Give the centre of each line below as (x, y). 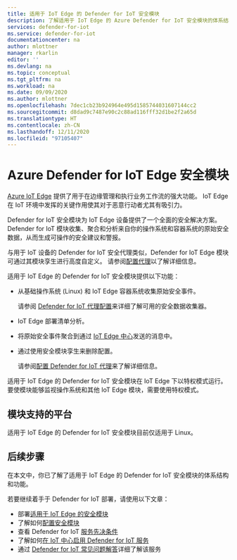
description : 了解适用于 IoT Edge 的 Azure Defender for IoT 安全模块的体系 (115, 20)
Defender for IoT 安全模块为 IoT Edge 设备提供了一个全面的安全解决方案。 (114, 220)
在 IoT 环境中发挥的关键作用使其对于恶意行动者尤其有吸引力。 (97, 205)
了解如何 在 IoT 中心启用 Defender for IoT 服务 (83, 540)
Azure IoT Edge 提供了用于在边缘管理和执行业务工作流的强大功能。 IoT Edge (118, 196)
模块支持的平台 (40, 414)
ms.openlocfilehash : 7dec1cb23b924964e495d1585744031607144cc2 (102, 106)
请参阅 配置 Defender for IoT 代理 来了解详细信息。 (89, 366)
